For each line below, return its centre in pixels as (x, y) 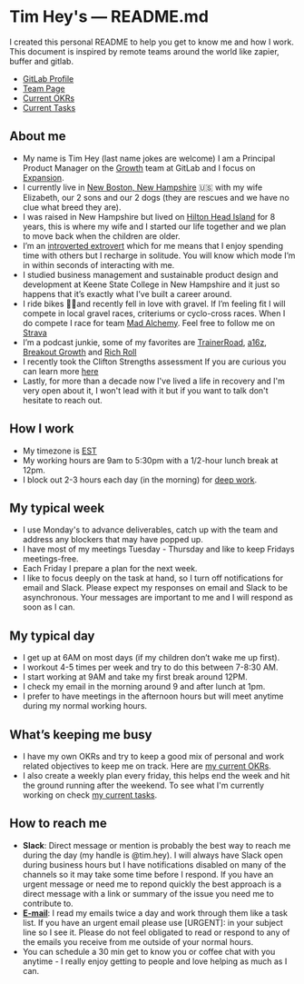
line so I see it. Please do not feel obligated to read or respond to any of (156, 932)
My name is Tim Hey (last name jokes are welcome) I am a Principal (149, 158)
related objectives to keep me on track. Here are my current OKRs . (147, 766)
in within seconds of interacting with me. (98, 264)
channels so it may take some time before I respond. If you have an (148, 874)
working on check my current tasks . (90, 795)
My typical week (57, 507)
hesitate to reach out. (62, 400)
